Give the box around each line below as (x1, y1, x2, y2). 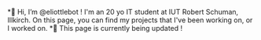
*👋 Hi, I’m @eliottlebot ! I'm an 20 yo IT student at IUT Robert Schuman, (7, 8, 239, 16)
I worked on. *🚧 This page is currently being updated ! (7, 24, 183, 32)
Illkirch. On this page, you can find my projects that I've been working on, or (7, 15, 253, 25)
